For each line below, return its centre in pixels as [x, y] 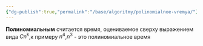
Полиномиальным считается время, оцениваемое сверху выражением [100, 29]
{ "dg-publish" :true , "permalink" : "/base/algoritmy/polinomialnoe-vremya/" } [102, 12]
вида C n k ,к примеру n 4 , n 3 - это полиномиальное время [78, 36]
